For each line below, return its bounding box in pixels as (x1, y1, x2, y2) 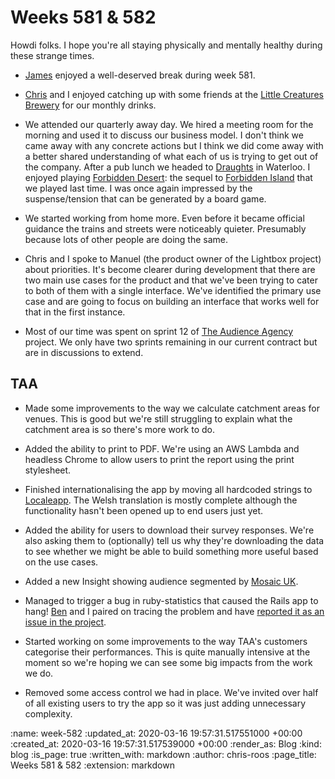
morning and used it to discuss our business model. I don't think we (24, 129, 304, 141)
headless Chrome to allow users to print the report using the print (24, 453, 295, 465)
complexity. (24, 707, 73, 720)
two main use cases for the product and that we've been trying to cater (24, 274, 318, 286)
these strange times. (10, 49, 95, 61)
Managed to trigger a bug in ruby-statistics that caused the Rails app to (24, 594, 319, 606)
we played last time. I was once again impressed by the (24, 182, 253, 194)
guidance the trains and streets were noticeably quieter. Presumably (24, 222, 307, 235)
